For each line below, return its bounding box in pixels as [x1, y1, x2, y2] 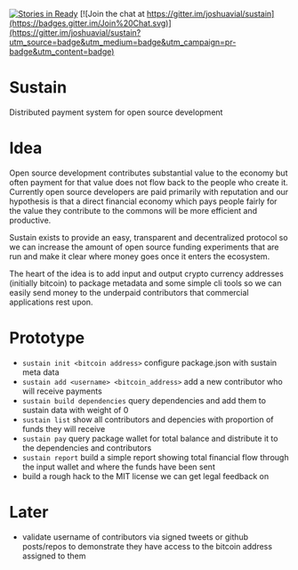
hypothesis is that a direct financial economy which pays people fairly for [9, 196, 278, 207]
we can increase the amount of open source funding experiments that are [9, 241, 279, 252]
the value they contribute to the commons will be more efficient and [9, 205, 258, 216]
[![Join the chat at [79, 9, 145, 19]
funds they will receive [21, 423, 106, 434]
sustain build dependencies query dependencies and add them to [21, 395, 267, 405]
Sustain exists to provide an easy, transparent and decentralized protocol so [9, 232, 288, 242]
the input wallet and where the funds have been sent [21, 461, 215, 472]
